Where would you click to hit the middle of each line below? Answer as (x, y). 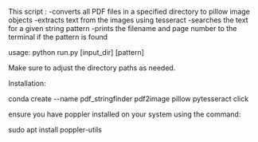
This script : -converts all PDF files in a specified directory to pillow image (129, 12)
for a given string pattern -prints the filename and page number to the (123, 28)
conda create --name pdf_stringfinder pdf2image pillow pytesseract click (129, 99)
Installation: (27, 83)
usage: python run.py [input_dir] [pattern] (76, 52)
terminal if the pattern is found (58, 37)
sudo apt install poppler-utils (55, 130)
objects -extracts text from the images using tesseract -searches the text (128, 20)
